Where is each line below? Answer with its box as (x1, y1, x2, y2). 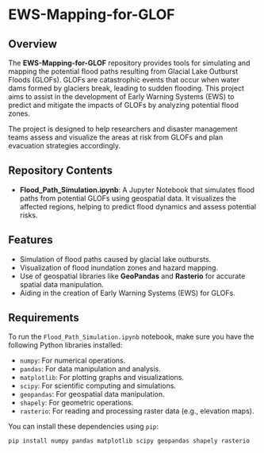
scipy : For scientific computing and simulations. (19, 381, 177, 390)
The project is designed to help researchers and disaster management (8, 125, 238, 133)
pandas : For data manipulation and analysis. (19, 364, 161, 374)
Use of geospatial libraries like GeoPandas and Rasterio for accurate (19, 271, 246, 281)
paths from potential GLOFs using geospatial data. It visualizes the (19, 193, 236, 203)
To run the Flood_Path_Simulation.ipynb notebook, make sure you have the (8, 332, 254, 342)
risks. (19, 210, 38, 220)
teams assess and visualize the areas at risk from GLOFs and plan (8, 132, 224, 142)
